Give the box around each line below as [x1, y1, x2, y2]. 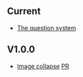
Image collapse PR [16, 62, 69, 70]
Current [7, 5, 41, 17]
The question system [16, 23, 76, 32]
